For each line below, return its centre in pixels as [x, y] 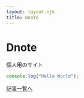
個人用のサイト [25, 65]
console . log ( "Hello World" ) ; [43, 76]
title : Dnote [22, 18]
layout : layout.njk [31, 12]
